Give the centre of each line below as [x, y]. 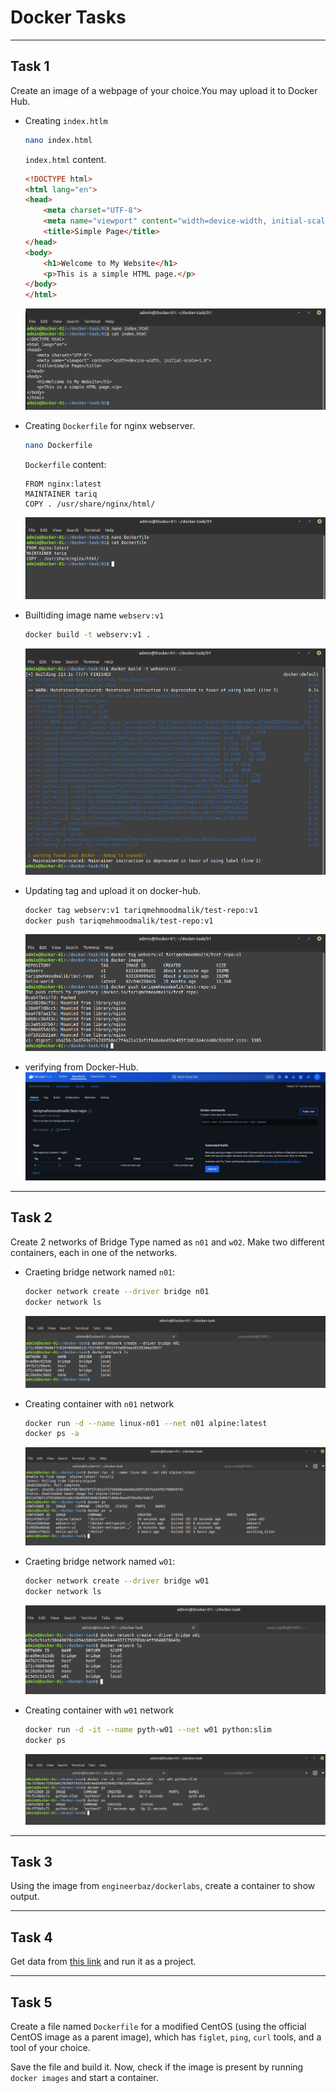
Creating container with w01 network [99, 1710]
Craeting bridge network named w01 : [100, 1561]
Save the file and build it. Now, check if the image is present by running [157, 2067]
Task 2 [31, 1217]
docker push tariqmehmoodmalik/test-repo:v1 [119, 921]
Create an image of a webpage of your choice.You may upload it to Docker [164, 90]
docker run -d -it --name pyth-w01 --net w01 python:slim [148, 1729]
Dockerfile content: [65, 464]
